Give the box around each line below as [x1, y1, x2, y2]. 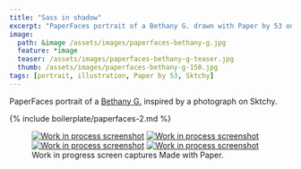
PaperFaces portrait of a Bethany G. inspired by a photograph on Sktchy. [9, 96, 278, 106]
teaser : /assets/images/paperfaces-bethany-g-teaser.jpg [17, 55, 235, 63]
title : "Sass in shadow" [9, 13, 102, 22]
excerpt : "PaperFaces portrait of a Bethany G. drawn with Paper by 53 [9, 21, 282, 30]
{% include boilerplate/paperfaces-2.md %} [9, 113, 172, 123]
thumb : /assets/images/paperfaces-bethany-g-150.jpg [17, 63, 219, 72]
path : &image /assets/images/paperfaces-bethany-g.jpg [17, 38, 227, 47]
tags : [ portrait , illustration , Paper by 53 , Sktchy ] [9, 72, 215, 80]
